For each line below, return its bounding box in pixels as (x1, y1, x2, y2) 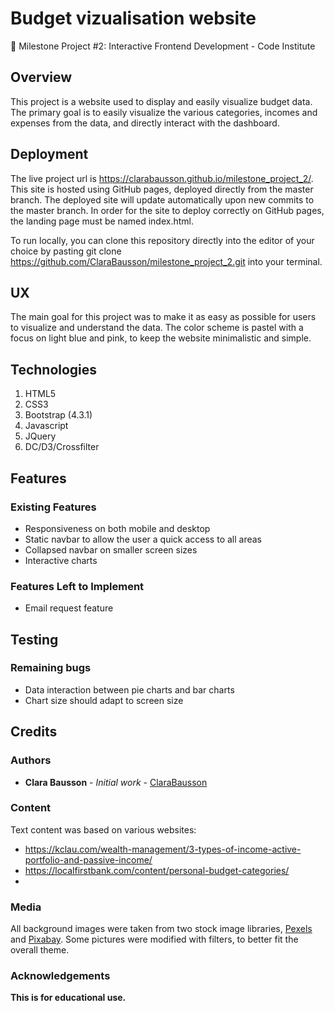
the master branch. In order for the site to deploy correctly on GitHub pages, (10, 204, 325, 216)
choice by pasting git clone (10, 245, 122, 257)
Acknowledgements (10, 969, 111, 983)
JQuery (24, 430, 57, 442)
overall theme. (10, 944, 70, 956)
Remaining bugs (10, 661, 92, 675)
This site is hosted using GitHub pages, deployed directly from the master (10, 183, 314, 195)
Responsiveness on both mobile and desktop (24, 522, 211, 534)
